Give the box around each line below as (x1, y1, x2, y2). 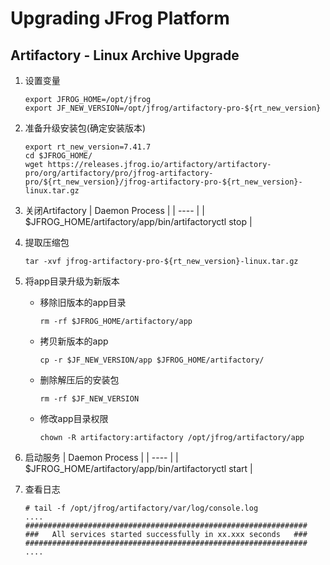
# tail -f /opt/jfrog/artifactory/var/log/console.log (24, 503, 259, 513)
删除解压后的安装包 (39, 374, 120, 386)
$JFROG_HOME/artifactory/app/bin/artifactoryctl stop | (24, 216, 253, 227)
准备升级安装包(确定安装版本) (24, 122, 147, 134)
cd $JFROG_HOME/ (24, 151, 93, 161)
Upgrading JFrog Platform (10, 7, 230, 30)
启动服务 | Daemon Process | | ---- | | (24, 452, 179, 463)
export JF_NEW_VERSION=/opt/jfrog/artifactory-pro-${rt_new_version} (24, 103, 322, 113)
